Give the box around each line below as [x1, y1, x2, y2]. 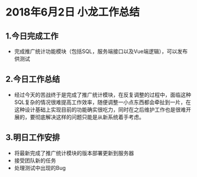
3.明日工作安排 [5, 132, 61, 143]
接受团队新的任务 [14, 157, 56, 164]
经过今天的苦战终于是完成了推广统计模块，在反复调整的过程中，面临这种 [14, 91, 191, 98]
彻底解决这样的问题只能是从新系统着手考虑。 [34, 113, 145, 121]
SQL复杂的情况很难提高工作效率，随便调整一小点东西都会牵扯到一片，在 [14, 99, 191, 106]
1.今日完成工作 [5, 31, 59, 41]
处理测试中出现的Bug [14, 164, 66, 171]
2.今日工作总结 [5, 74, 61, 84]
